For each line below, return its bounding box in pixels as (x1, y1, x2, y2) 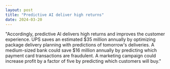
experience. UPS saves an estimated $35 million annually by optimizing (5, 36, 156, 42)
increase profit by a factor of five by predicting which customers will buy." (5, 58, 161, 64)
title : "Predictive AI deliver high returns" (5, 12, 104, 17)
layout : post (5, 7, 33, 13)
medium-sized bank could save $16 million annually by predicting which (5, 47, 157, 54)
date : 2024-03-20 (5, 17, 42, 22)
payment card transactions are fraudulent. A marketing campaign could (5, 53, 156, 59)
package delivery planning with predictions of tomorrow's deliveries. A (5, 42, 155, 48)
